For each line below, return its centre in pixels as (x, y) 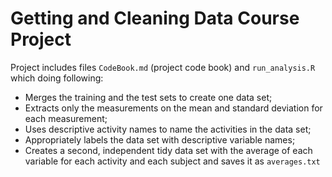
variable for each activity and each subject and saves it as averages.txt (172, 161)
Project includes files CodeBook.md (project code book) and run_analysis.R (163, 67)
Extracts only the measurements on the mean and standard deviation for (173, 108)
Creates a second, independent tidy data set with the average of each (168, 150)
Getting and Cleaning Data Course (155, 18)
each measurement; (66, 118)
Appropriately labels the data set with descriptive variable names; (160, 139)
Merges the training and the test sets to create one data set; (148, 97)
